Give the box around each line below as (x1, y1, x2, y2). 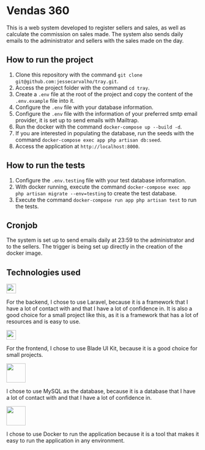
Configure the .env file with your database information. (15, 103, 154, 111)
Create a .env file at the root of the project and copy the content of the (15, 90, 193, 98)
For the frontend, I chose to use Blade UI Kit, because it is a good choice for (6, 345, 198, 352)
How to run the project (6, 54, 94, 65)
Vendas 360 (6, 4, 70, 18)
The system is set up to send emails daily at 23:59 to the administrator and (6, 236, 195, 244)
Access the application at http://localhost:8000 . (15, 142, 140, 150)
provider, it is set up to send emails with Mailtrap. (15, 116, 140, 124)
